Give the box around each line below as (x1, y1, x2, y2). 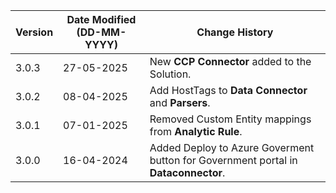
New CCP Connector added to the (149, 55, 312, 68)
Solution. (149, 67, 192, 81)
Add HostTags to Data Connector (149, 84, 308, 97)
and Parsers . (149, 96, 211, 109)
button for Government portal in (149, 154, 298, 167)
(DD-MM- (76, 25, 127, 39)
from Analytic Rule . (149, 125, 243, 138)
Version (15, 25, 54, 39)
